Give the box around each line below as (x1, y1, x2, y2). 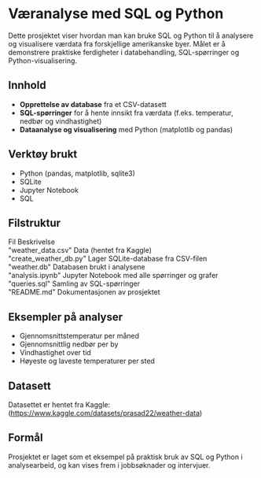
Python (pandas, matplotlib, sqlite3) (19, 169, 136, 178)
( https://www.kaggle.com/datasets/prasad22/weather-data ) (8, 409, 203, 417)
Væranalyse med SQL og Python (8, 5, 224, 23)
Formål (8, 431, 43, 445)
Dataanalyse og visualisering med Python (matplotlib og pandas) (19, 124, 233, 134)
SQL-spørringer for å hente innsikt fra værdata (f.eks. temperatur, (19, 108, 233, 117)
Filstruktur (8, 216, 61, 229)
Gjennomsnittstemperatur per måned (19, 332, 140, 341)
